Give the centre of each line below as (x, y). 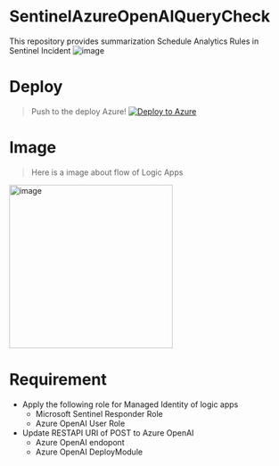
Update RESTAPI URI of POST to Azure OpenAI (108, 433)
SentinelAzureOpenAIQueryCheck (139, 17)
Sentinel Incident (40, 50)
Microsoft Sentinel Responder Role (99, 413)
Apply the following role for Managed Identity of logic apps (130, 404)
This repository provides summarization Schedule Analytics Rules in (134, 41)
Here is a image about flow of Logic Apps (107, 172)
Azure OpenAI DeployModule (89, 452)
